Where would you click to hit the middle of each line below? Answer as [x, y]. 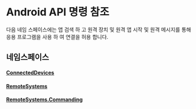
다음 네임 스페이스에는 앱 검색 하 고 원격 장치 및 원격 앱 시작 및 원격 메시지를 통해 [99, 29]
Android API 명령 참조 [58, 12]
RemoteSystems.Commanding [45, 100]
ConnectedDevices [30, 72]
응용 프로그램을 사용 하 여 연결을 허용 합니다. [57, 37]
